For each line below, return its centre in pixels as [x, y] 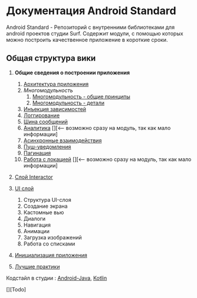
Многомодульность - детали [68, 103]
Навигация [37, 225]
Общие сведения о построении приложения [72, 73]
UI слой [24, 188]
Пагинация [37, 153]
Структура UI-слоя [47, 199]
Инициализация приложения [51, 255]
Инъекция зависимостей [55, 109]
